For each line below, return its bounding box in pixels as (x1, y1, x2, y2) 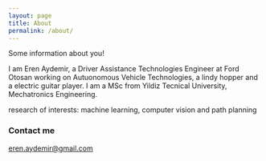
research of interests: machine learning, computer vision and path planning (8, 105, 257, 115)
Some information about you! (8, 49, 104, 58)
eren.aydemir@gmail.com (8, 143, 94, 153)
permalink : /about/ (8, 26, 74, 34)
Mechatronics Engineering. (8, 90, 98, 99)
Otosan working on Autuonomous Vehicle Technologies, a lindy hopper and (8, 73, 259, 83)
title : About (8, 19, 52, 27)
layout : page (8, 11, 52, 20)
